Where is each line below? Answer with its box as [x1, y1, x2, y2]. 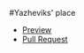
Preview [21, 25, 52, 34]
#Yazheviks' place [9, 8, 76, 18]
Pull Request [21, 34, 68, 44]
